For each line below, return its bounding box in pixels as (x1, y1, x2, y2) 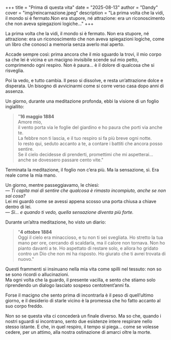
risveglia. (5, 67, 25, 74)
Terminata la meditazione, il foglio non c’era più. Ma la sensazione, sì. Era (5, 167, 159, 173)
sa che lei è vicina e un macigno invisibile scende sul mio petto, (5, 57, 139, 63)
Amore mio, (17, 119, 42, 125)
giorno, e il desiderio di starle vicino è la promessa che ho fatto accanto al (5, 298, 161, 303)
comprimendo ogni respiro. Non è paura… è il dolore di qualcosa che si (5, 62, 155, 68)
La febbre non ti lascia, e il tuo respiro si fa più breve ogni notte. (17, 135, 152, 141)
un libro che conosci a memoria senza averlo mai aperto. (5, 41, 125, 47)
